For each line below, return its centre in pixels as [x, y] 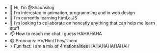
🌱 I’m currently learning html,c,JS [43, 18]
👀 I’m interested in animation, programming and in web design [72, 13]
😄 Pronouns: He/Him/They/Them [43, 41]
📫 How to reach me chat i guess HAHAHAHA [56, 34]
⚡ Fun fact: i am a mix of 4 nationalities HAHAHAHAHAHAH [70, 46]
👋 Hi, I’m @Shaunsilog [32, 8]
